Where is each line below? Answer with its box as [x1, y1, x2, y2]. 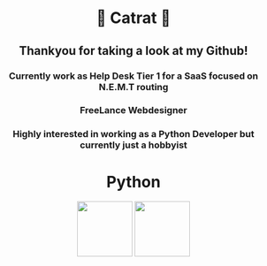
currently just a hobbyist [79, 139, 188, 151]
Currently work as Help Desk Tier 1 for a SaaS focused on [8, 70, 259, 82]
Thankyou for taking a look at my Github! [19, 43, 248, 58]
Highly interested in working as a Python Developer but [12, 128, 255, 141]
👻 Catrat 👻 [95, 8, 172, 28]
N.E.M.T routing [98, 80, 169, 93]
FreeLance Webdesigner [79, 104, 187, 117]
